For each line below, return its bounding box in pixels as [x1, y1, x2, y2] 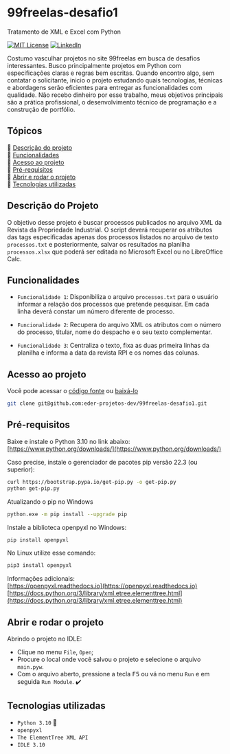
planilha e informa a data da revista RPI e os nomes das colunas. [16, 348, 200, 357]
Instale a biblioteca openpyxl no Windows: [7, 523, 127, 531]
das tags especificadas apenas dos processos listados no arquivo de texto [7, 232, 218, 241]
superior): [7, 465, 36, 474]
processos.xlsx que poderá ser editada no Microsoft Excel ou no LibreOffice [7, 247, 223, 256]
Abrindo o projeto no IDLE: [7, 634, 82, 643]
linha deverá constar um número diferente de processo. [16, 307, 175, 315]
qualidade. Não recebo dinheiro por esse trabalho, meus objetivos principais [7, 91, 223, 99]
